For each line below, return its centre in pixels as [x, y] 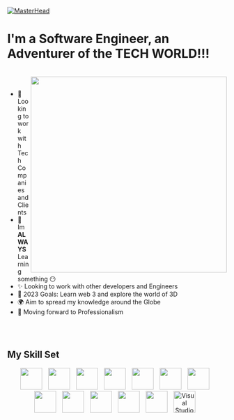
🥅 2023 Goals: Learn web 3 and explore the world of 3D [97, 294]
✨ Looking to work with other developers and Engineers [97, 286]
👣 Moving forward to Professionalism [70, 312]
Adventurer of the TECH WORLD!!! [109, 54]
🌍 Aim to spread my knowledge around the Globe [89, 302]
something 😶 [37, 279]
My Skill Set [33, 355]
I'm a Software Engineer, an [88, 39]
